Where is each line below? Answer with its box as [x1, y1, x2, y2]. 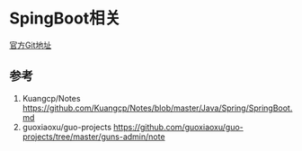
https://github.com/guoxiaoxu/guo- [113, 121, 244, 132]
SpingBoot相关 [9, 8, 121, 29]
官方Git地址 [9, 40, 52, 50]
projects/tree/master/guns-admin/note [22, 131, 165, 142]
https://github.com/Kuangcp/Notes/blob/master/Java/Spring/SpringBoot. [22, 102, 293, 113]
